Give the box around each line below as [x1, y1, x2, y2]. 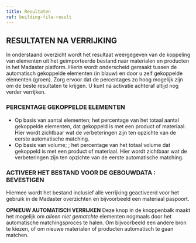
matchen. [6, 231, 29, 238]
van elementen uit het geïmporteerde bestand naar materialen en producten [6, 57, 189, 64]
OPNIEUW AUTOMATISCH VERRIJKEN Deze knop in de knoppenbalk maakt [6, 206, 191, 214]
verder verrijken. [6, 88, 46, 95]
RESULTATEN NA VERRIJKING [6, 36, 117, 46]
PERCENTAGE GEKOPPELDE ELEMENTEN [6, 103, 125, 111]
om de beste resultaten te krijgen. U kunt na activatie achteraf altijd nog [6, 83, 179, 90]
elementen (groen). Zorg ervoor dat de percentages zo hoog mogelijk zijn [6, 76, 183, 83]
